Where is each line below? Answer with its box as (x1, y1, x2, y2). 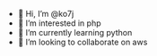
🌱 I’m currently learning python (17, 28, 133, 37)
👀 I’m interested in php (17, 18, 101, 28)
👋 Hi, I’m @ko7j (17, 9, 74, 19)
